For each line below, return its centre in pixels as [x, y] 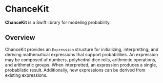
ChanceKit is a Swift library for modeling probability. [58, 22]
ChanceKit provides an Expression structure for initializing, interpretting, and [82, 49]
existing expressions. [26, 75]
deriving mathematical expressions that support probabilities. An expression [81, 54]
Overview [20, 38]
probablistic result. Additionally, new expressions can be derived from [75, 70]
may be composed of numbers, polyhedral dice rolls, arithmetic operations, [81, 60]
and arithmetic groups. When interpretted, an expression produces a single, [81, 65]
